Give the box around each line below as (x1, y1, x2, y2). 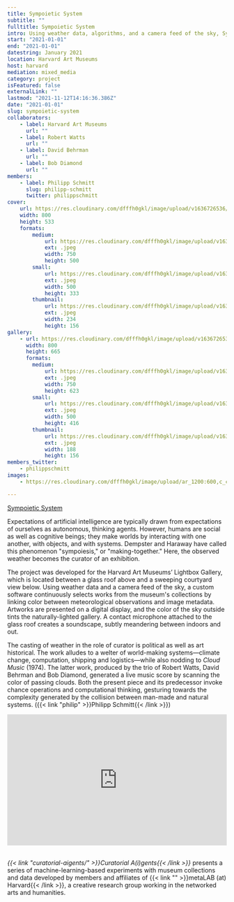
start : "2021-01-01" (7, 36, 68, 43)
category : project (7, 75, 61, 83)
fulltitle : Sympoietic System (7, 23, 95, 30)
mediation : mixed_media (7, 69, 77, 76)
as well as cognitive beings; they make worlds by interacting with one (7, 532, 207, 541)
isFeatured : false (7, 82, 61, 89)
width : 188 (44, 445, 77, 453)
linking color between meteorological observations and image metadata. (7, 597, 214, 606)
